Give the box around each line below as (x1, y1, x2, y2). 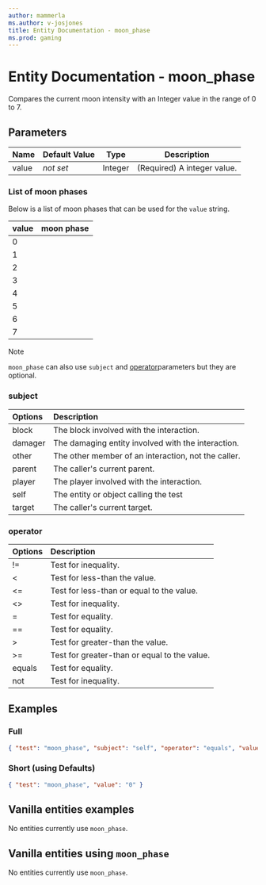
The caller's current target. (52, 501, 153, 512)
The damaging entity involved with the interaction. (52, 437, 240, 448)
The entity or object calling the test (52, 488, 184, 500)
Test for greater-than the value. (50, 636, 169, 647)
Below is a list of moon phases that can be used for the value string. (8, 204, 230, 214)
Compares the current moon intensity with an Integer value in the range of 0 (8, 94, 256, 104)
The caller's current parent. (52, 463, 155, 474)
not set (42, 163, 69, 173)
